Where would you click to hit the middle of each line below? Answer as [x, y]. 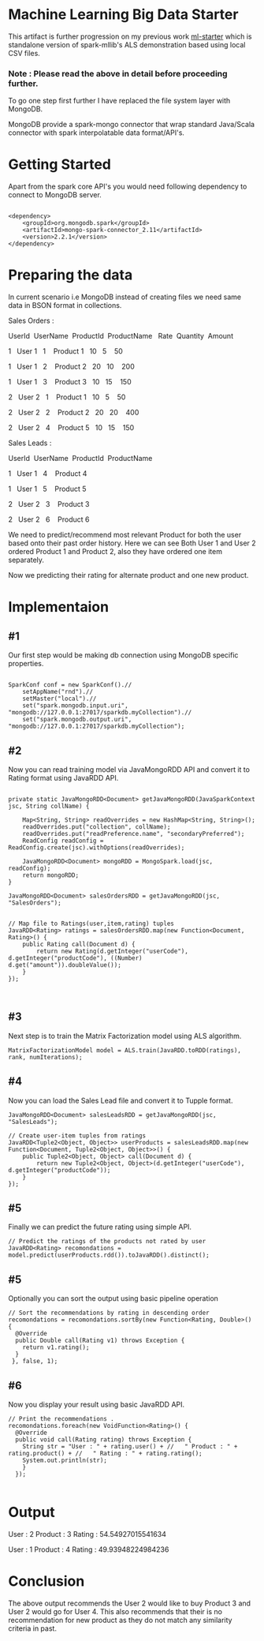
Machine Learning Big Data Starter [123, 15]
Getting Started [60, 165]
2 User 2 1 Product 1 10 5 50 [67, 397]
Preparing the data [71, 275]
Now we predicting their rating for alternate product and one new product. [128, 575]
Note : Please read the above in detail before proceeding [118, 73]
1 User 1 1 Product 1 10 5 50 [66, 351]
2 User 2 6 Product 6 [49, 519]
